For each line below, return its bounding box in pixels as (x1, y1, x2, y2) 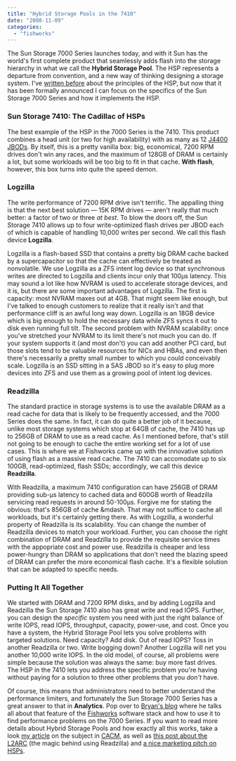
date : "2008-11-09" (7, 17, 65, 24)
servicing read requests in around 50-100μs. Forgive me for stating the (7, 498, 212, 507)
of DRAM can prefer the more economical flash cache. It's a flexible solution (7, 558, 228, 566)
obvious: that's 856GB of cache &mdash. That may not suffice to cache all (7, 505, 223, 514)
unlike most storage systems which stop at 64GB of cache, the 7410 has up (7, 424, 225, 433)
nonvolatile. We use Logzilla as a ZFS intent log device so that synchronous (7, 264, 225, 273)
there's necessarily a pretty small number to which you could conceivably (7, 353, 221, 362)
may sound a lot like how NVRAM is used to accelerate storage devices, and (7, 279, 228, 287)
